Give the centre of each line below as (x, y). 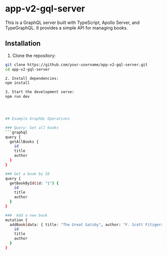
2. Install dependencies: (32, 78)
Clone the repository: (34, 55)
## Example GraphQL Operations (38, 119)
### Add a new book (27, 215)
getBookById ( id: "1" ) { (34, 183)
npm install (17, 83)
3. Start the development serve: (40, 92)
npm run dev (17, 97)
